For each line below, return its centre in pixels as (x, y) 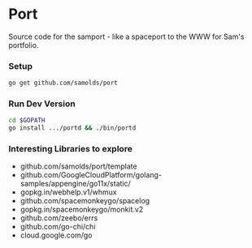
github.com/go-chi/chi (58, 227)
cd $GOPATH (27, 121)
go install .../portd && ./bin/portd (72, 128)
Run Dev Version (42, 104)
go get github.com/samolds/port (63, 83)
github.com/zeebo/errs (59, 218)
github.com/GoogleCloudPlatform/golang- (91, 175)
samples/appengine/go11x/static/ (76, 184)
